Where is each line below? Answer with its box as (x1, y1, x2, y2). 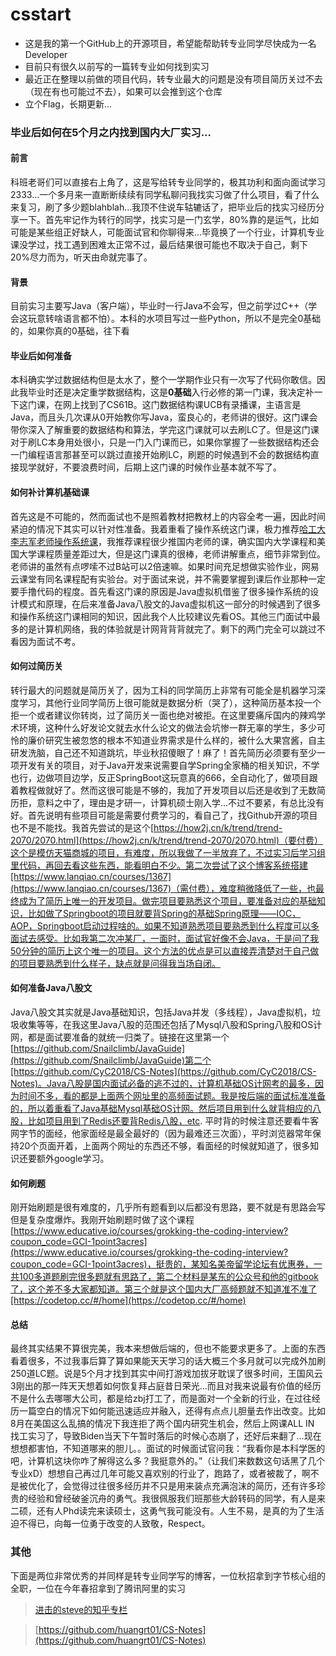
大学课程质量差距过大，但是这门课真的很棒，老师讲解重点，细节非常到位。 (18, 548, 326, 560)
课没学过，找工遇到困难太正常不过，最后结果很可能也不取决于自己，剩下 (10, 239, 308, 251)
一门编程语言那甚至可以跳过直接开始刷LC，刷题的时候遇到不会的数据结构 (10, 449, 311, 461)
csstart (10, 3, 72, 26)
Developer (24, 48, 68, 60)
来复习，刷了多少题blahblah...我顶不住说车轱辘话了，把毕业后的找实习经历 (10, 201, 317, 213)
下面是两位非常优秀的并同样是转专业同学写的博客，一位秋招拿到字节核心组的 (10, 1569, 326, 1582)
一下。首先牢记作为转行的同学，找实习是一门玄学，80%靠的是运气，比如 (18, 214, 320, 226)
